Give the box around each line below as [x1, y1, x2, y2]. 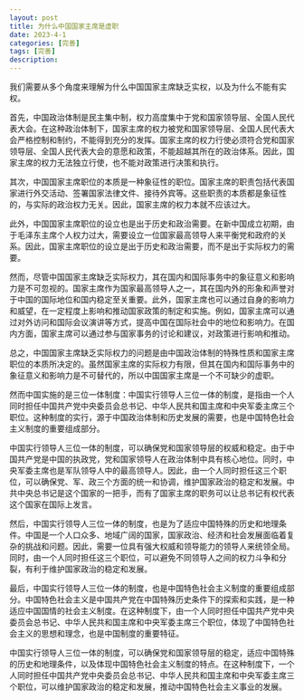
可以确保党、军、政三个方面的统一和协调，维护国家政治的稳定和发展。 [24, 476, 287, 487]
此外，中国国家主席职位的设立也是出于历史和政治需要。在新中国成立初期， [9, 218, 287, 229]
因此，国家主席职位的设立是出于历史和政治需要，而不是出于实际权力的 [24, 241, 287, 252]
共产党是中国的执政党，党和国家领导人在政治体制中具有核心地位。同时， [16, 454, 287, 465]
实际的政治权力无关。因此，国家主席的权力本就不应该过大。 [33, 199, 255, 209]
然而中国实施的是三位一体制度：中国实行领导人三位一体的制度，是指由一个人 [9, 389, 295, 399]
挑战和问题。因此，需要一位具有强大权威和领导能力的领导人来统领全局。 [24, 541, 295, 551]
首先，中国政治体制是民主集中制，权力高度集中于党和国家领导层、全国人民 [9, 112, 287, 122]
